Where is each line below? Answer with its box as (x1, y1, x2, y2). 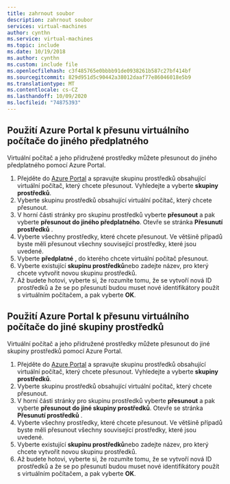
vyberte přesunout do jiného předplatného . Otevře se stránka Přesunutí (16, 217, 223, 226)
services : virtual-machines (7, 23, 88, 29)
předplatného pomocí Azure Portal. (7, 160, 106, 169)
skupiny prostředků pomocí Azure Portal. (7, 347, 123, 355)
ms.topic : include (7, 42, 60, 49)
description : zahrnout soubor (7, 16, 94, 23)
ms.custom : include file (7, 61, 78, 68)
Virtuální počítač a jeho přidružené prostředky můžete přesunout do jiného (7, 154, 218, 162)
